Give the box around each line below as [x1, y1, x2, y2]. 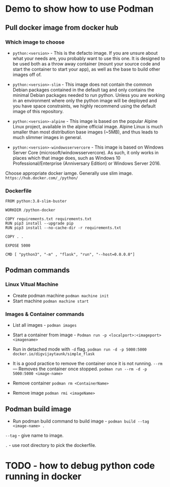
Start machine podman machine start [12, 298, 89, 304]
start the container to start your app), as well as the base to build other [12, 66, 161, 72]
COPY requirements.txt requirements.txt [5, 217, 92, 222]
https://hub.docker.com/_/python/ [5, 176, 79, 181]
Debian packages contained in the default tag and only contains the [12, 87, 155, 93]
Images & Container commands [5, 310, 85, 318]
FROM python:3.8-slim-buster [5, 199, 67, 204]
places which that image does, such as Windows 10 [12, 155, 121, 161]
